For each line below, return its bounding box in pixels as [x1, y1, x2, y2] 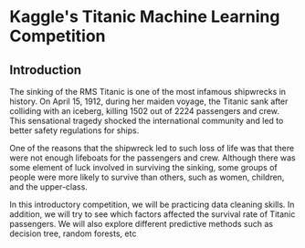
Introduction [9, 62, 82, 77]
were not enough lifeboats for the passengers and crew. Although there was [9, 152, 296, 163]
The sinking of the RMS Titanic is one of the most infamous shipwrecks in [9, 87, 286, 97]
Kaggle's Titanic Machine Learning [9, 6, 280, 27]
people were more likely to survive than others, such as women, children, [9, 171, 285, 182]
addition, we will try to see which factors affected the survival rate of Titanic [9, 209, 296, 220]
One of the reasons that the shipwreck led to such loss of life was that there [9, 143, 295, 153]
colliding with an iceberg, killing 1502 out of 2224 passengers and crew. [9, 106, 280, 116]
